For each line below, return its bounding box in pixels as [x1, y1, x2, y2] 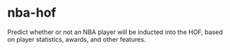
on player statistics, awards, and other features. [7, 35, 146, 43]
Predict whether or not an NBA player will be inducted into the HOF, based [7, 28, 224, 36]
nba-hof [7, 5, 56, 21]
